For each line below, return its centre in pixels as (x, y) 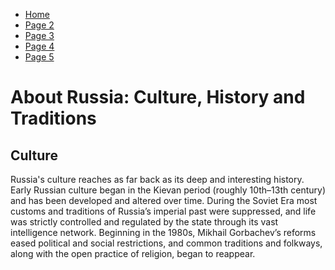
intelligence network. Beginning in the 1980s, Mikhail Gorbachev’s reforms (163, 232)
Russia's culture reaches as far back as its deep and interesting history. (157, 179)
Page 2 (39, 25)
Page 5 (39, 57)
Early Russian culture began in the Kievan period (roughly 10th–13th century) (168, 190)
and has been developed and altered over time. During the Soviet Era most (164, 200)
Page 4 (39, 46)
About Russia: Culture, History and (158, 97)
